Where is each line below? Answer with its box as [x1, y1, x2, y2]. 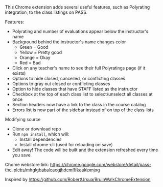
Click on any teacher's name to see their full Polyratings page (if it [12, 65, 146, 71]
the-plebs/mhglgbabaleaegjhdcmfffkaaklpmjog [5, 167, 100, 173]
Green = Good [19, 44, 48, 50]
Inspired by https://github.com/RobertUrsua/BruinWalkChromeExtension [5, 177, 151, 182]
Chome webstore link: [5, 162, 49, 167]
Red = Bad [19, 60, 41, 65]
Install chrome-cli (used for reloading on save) [19, 142, 113, 147]
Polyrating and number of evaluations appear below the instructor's [12, 29, 149, 34]
